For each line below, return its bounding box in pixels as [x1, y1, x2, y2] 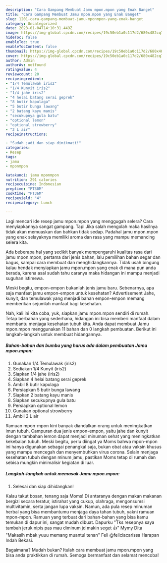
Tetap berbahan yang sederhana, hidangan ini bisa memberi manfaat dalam [5, 315, 160, 321]
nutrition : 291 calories [5, 177, 57, 182]
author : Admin [5, 58, 35, 63]
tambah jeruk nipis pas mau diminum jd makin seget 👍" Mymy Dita [5, 525, 143, 531]
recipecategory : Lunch [5, 200, 53, 205]
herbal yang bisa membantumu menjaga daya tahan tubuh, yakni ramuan [5, 508, 155, 514]
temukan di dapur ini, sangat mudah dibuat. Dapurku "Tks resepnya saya [5, 519, 155, 525]
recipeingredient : [5, 76, 44, 81]
